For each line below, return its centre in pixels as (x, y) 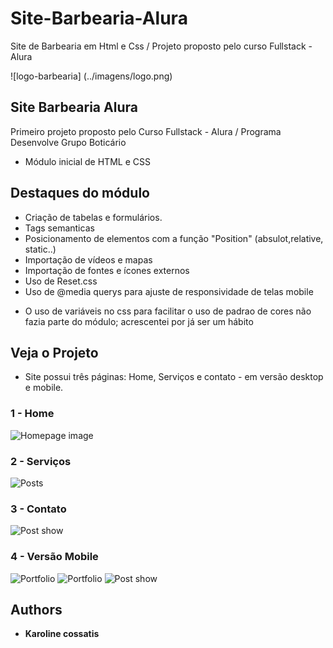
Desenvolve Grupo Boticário (68, 142)
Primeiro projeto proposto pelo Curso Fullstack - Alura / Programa (146, 131)
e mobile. (44, 388)
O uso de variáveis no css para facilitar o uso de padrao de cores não (168, 311)
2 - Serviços (41, 461)
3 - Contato (38, 509)
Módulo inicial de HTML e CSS (87, 161)
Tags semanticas (59, 228)
